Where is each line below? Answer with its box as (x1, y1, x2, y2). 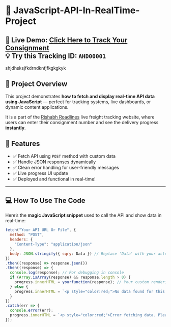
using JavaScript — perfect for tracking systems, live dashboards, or (5, 99, 151, 105)
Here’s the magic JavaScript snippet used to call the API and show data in (5, 212, 162, 218)
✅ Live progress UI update (12, 170, 69, 176)
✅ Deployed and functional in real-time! (12, 175, 96, 182)
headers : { (10, 237, 33, 242)
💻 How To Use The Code (5, 196, 85, 205)
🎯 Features (5, 139, 40, 148)
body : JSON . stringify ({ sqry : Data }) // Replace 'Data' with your (10, 251, 156, 256)
